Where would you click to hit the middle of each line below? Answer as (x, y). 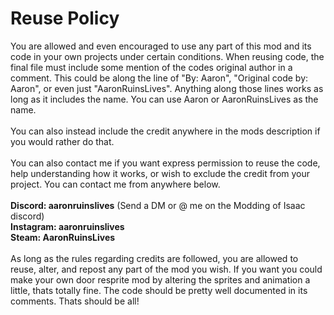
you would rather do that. (62, 141)
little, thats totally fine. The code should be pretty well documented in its (159, 290)
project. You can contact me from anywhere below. (115, 184)
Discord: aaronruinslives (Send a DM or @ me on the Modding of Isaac (158, 205)
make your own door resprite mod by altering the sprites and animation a (160, 279)
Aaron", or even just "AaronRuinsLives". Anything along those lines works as (167, 88)
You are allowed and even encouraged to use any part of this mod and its (161, 46)
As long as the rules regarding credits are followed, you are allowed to (154, 258)
